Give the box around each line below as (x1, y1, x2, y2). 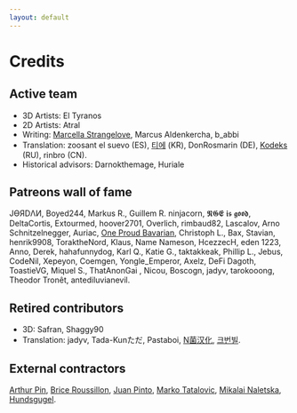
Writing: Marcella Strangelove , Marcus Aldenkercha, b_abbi (21, 129, 240, 139)
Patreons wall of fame (9, 185, 132, 200)
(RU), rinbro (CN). (21, 149, 87, 160)
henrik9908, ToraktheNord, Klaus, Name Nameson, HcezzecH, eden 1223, (9, 237, 282, 248)
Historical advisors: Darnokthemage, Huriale (21, 159, 185, 170)
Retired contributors (9, 300, 124, 315)
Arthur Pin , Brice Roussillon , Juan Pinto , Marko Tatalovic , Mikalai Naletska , (9, 385, 282, 395)
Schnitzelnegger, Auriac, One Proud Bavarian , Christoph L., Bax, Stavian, (9, 227, 276, 238)
